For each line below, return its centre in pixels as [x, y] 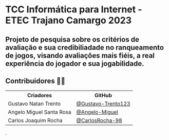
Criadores [40, 95]
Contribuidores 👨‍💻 [35, 81]
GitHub [103, 95]
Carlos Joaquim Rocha [35, 120]
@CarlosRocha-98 [99, 120]
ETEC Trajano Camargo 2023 [69, 20]
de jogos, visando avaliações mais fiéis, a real [80, 55]
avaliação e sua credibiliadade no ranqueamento [85, 47]
